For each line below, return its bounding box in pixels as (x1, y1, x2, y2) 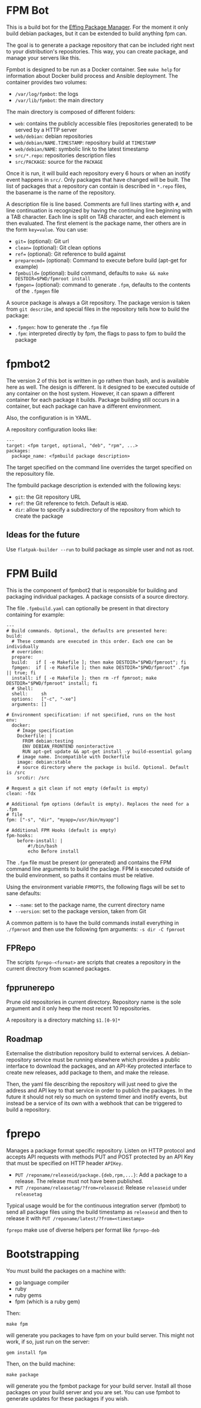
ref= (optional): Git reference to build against (14, 250, 126, 257)
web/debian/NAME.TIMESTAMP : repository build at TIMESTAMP (14, 139, 156, 146)
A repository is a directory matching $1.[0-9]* (6, 1016, 121, 1023)
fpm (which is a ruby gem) (14, 1298, 80, 1305)
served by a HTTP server (14, 126, 77, 133)
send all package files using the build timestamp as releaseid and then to (6, 1208, 188, 1215)
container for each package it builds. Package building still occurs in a (6, 396, 180, 403)
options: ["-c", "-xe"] (11, 696, 77, 702)
